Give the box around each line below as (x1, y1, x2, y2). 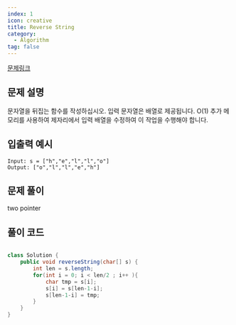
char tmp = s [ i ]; (45, 278, 97, 285)
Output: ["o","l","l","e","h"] (7, 164, 100, 171)
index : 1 (7, 10, 33, 18)
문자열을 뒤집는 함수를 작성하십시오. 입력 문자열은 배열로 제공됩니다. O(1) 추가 (7, 106, 222, 115)
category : (7, 30, 37, 38)
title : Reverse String (7, 23, 75, 31)
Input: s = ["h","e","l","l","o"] (7, 158, 110, 165)
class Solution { (7, 252, 59, 259)
